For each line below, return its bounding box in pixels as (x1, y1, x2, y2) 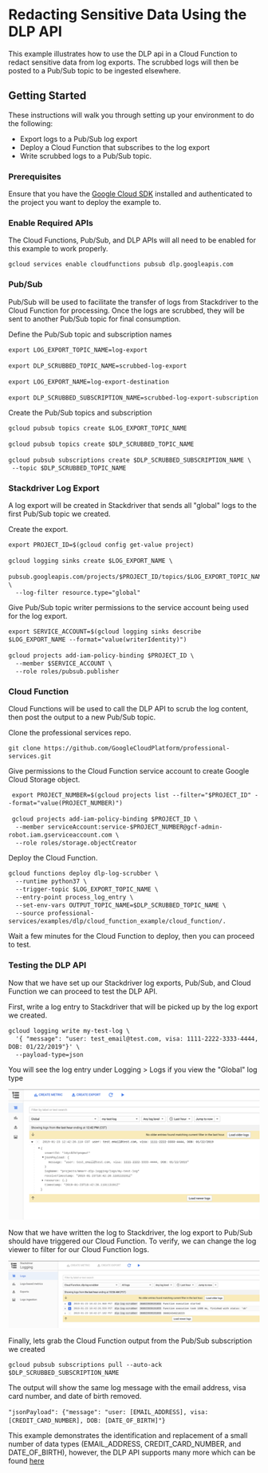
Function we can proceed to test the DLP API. (8, 987, 158, 996)
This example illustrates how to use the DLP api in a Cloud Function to (8, 49, 238, 58)
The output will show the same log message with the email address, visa (8, 1382, 246, 1392)
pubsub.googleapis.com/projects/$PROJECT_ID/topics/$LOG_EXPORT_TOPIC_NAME (8, 573, 266, 581)
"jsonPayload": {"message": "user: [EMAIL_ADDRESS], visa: (8, 1408, 209, 1416)
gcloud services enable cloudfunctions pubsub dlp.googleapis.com (8, 261, 234, 269)
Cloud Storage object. (8, 775, 81, 785)
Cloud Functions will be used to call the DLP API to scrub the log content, (8, 704, 249, 714)
